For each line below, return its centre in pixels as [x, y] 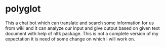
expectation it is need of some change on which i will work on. [70, 39]
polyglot [23, 9]
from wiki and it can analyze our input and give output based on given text [83, 28]
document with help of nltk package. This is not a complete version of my [82, 33]
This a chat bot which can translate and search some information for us [80, 23]
